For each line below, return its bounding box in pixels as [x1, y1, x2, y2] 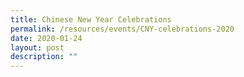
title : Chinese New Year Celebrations [10, 14, 172, 25]
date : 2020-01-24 [10, 33, 83, 43]
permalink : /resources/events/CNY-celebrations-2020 [10, 24, 235, 34]
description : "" [10, 52, 78, 62]
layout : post [10, 42, 65, 53]
